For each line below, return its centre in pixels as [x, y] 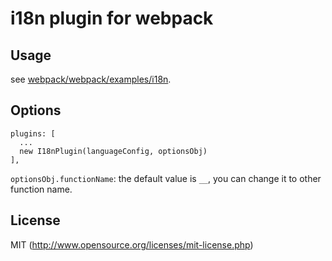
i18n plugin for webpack [112, 18]
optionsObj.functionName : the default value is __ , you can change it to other [166, 178]
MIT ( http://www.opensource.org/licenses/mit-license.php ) [132, 244]
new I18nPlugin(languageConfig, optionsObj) [113, 151]
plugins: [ [33, 133]
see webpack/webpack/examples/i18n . [91, 79]
